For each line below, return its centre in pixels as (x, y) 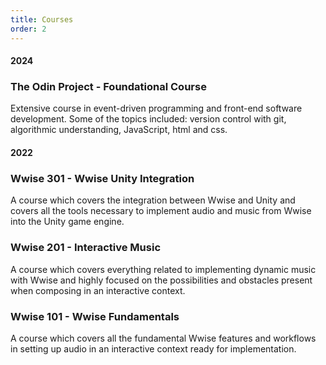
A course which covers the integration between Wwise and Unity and (153, 200)
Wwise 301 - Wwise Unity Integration (102, 178)
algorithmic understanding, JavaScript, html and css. (119, 130)
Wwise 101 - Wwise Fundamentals (95, 316)
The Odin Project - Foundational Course (108, 87)
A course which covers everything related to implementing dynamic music (163, 269)
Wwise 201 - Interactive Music (86, 248)
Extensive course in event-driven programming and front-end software (156, 108)
